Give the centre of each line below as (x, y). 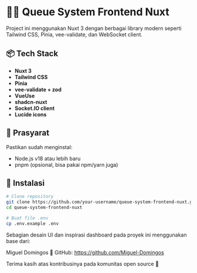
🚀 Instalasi (26, 183)
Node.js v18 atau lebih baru (47, 159)
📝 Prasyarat (28, 133)
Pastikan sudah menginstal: (39, 147)
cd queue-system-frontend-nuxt (44, 208)
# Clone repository (30, 197)
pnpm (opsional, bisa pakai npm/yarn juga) (66, 164)
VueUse (25, 96)
